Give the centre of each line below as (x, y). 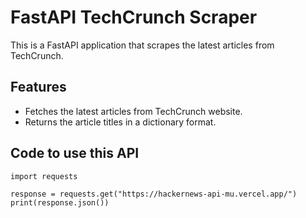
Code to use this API (75, 153)
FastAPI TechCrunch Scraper (134, 17)
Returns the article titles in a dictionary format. (120, 122)
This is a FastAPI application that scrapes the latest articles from (142, 45)
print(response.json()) (60, 202)
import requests (44, 176)
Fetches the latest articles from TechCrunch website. (133, 111)
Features (38, 87)
